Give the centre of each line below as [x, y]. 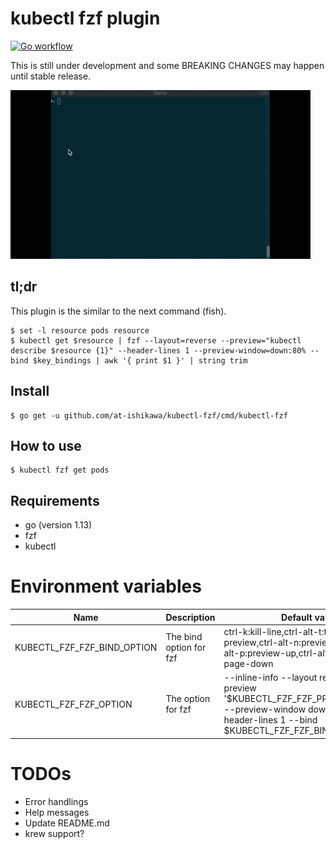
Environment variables [106, 586]
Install [30, 391]
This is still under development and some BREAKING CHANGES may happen [167, 65]
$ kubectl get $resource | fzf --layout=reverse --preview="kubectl [156, 340]
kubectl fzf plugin [85, 18]
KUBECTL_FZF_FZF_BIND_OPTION [86, 648]
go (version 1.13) [58, 525]
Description [190, 617]
